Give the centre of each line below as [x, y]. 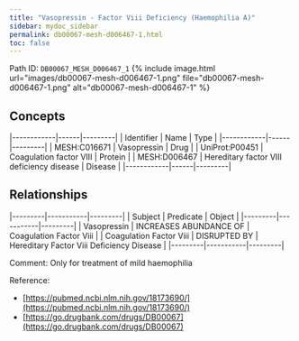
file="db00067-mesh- [223, 78]
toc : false [30, 43]
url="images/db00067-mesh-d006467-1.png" [95, 78]
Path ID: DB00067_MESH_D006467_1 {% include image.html [113, 69]
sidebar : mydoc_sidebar [54, 26]
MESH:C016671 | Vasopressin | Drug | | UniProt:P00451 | [159, 147]
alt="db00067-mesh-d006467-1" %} [141, 88]
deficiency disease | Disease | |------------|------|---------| [120, 167]
